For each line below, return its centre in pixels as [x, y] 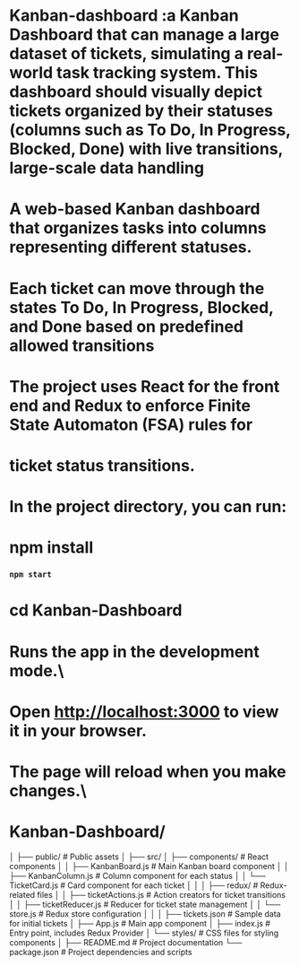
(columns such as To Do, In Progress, [150, 130]
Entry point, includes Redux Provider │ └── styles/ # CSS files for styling [144, 933]
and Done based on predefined [127, 326]
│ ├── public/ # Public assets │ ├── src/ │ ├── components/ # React [139, 857]
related [22, 894]
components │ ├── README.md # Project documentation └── [126, 942]
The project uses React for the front [145, 386]
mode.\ [37, 670]
